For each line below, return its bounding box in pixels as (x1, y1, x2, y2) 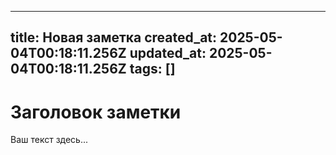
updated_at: (129, 45, 207, 62)
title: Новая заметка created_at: (10, 29, 218, 46)
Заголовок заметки (10, 101, 182, 123)
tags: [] (129, 61, 176, 78)
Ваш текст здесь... (10, 134, 89, 146)
